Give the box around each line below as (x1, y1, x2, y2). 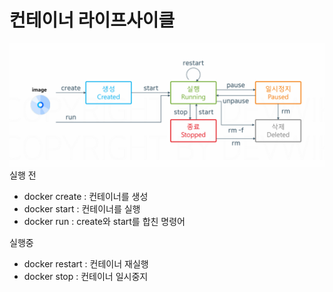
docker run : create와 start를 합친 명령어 (23, 215, 186, 227)
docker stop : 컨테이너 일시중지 (23, 270, 149, 282)
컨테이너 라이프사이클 (9, 9, 176, 32)
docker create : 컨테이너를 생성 (23, 190, 149, 202)
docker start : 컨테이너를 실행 (23, 202, 141, 215)
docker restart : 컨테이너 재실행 (23, 257, 149, 270)
